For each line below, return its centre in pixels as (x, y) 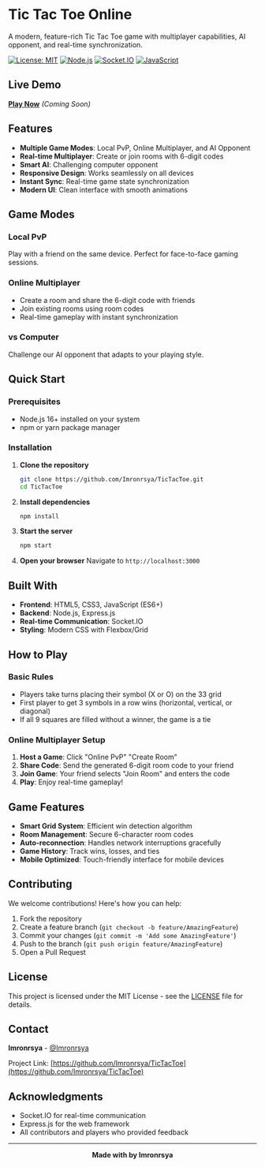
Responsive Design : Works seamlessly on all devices (107, 173)
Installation (30, 447)
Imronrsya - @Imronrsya (49, 1048)
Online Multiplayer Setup (57, 739)
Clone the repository (54, 465)
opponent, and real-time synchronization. (76, 44)
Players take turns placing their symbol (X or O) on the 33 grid (121, 694)
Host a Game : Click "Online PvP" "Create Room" (98, 757)
